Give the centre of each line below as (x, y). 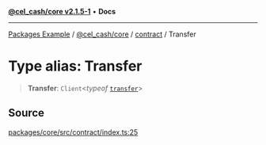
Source (27, 113)
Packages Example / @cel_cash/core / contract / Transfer (102, 34)
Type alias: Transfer (75, 66)
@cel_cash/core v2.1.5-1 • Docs (62, 11)
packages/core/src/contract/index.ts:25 (73, 132)
